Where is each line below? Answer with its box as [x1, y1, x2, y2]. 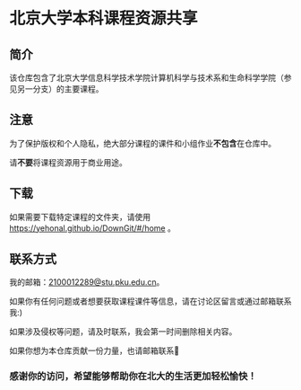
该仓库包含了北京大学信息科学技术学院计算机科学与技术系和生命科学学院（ [9, 73, 284, 83]
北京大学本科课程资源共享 [9, 8, 199, 29]
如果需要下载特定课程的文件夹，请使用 [9, 211, 150, 222]
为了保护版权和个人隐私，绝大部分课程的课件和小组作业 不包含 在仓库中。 [9, 137, 276, 148]
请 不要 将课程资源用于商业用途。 [9, 156, 127, 167]
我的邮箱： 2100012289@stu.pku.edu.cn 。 [9, 277, 165, 288]
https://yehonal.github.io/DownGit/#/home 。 [9, 222, 176, 234]
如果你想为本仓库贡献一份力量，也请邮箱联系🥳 [9, 345, 180, 356]
